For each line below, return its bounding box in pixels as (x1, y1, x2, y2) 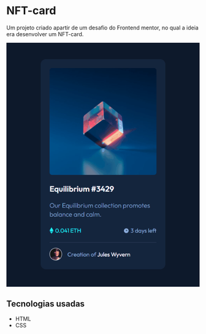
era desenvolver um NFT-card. (6, 30, 84, 37)
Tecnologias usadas (6, 298, 85, 309)
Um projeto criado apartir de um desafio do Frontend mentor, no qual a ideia (6, 24, 199, 31)
